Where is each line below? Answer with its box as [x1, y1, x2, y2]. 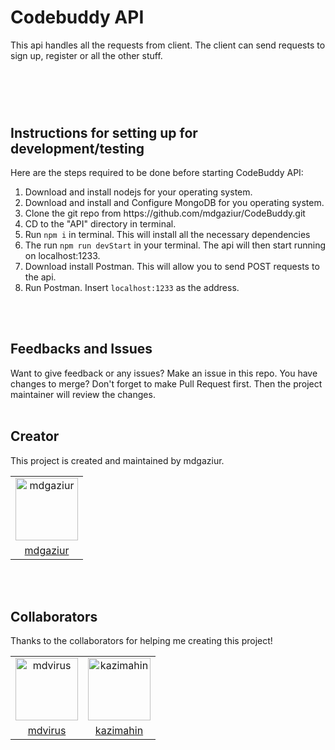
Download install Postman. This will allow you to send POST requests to [24, 260, 320, 272]
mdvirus [27, 724, 67, 738]
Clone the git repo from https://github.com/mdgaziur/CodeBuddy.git [24, 207, 306, 219]
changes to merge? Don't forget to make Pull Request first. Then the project [10, 377, 323, 390]
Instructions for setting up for [10, 124, 198, 141]
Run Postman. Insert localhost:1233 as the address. [24, 281, 240, 293]
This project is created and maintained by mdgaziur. [10, 454, 225, 466]
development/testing [10, 140, 145, 157]
